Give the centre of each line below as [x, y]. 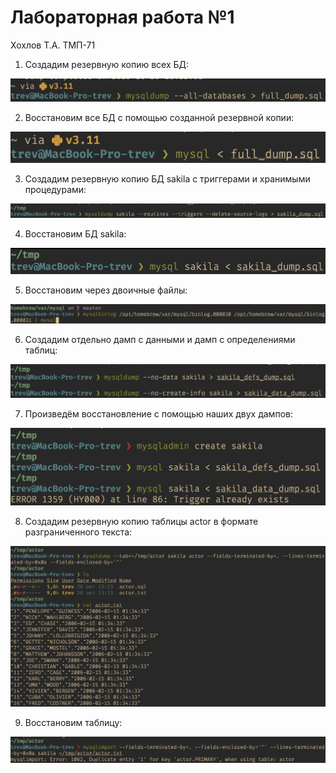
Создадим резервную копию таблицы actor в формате [141, 521]
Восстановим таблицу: [73, 723]
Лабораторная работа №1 [122, 17]
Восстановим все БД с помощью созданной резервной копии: [159, 117]
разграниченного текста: [78, 532]
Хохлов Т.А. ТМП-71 [53, 45]
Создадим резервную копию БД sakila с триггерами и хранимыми [167, 178]
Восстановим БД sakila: [75, 234]
